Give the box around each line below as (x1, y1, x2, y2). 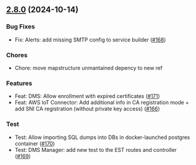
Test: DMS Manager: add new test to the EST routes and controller (14, 146, 177, 153)
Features (6, 79, 33, 87)
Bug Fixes (6, 23, 36, 31)
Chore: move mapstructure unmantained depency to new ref (14, 64, 163, 71)
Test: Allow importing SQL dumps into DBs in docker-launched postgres (14, 134, 191, 141)
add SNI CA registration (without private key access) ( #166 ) (14, 105, 160, 112)
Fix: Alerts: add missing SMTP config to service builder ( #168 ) (14, 36, 166, 43)
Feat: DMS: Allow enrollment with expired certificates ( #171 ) (14, 93, 160, 100)
